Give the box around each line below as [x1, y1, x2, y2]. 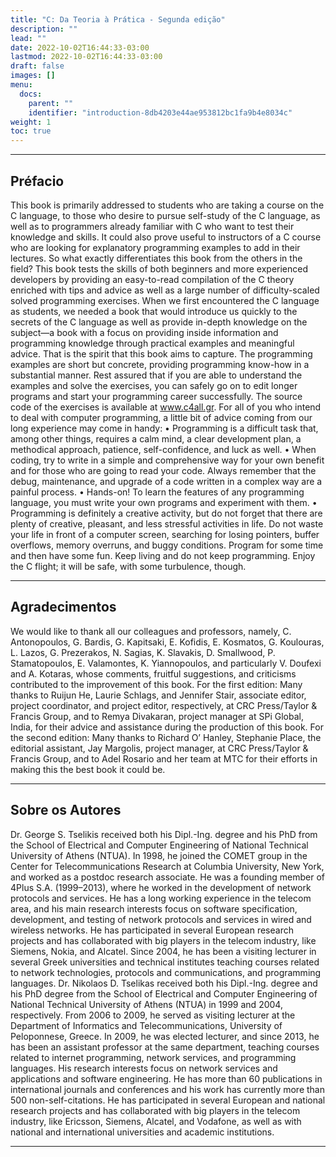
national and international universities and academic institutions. [10, 1126, 275, 1138]
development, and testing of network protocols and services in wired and [10, 913, 312, 925]
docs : [19, 89, 43, 99]
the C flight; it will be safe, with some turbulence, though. [10, 560, 247, 572]
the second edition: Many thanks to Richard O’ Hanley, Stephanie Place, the [10, 731, 322, 743]
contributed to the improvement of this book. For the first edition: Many [10, 678, 303, 690]
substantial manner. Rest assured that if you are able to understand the [10, 369, 303, 381]
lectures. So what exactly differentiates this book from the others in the [10, 252, 303, 264]
